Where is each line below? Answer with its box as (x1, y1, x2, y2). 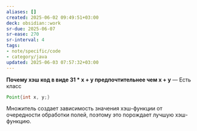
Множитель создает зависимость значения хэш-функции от (6, 105, 162, 112)
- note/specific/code (6, 48, 61, 54)
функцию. (6, 118, 32, 125)
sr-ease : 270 (6, 31, 39, 37)
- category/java (6, 54, 47, 60)
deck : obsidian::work (6, 20, 61, 26)
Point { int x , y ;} (6, 94, 50, 100)
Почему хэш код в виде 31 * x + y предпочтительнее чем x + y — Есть (6, 76, 192, 83)
